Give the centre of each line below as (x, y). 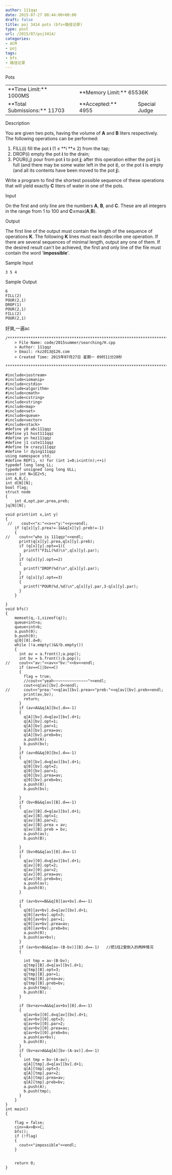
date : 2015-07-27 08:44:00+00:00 (41, 15)
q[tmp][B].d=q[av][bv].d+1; (53, 965)
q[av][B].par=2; (41, 820)
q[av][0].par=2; (41, 870)
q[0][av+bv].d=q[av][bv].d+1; (56, 910)
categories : (18, 39)
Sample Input (19, 263)
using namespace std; (28, 456)
